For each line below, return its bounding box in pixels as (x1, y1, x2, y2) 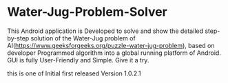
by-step (7, 34, 30, 42)
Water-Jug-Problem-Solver (7, 4, 167, 20)
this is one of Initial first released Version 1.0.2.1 (7, 69, 141, 78)
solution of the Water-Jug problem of (30, 34, 136, 42)
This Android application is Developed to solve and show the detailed (7, 27, 203, 35)
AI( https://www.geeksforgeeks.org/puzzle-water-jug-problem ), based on (7, 41, 215, 49)
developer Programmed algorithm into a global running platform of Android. (7, 49, 222, 57)
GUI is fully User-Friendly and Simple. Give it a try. (7, 56, 149, 64)
